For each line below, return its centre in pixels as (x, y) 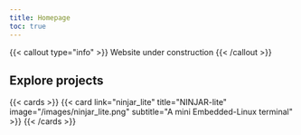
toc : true (28, 26)
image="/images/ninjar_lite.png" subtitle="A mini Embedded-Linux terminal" (151, 112)
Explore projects (56, 80)
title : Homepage (40, 18)
